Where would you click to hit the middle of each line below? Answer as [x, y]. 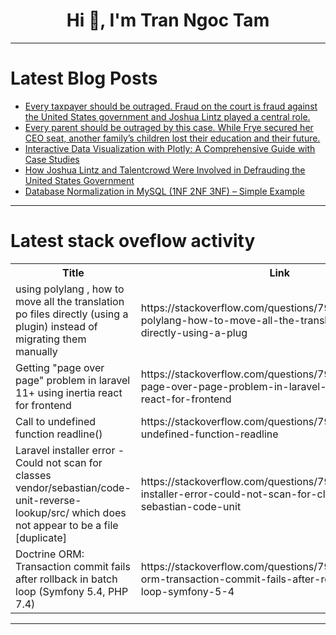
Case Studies [52, 159]
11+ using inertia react [69, 392]
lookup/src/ [42, 512]
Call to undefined [56, 421]
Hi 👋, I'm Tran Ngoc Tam [168, 20]
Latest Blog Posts [84, 78]
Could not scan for [59, 462]
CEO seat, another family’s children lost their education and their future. [172, 138]
